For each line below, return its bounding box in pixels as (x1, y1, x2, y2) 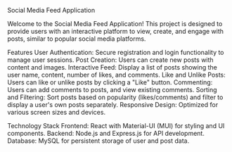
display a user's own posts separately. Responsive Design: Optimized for (7, 101, 219, 108)
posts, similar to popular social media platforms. (7, 34, 146, 43)
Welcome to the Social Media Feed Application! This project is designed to (7, 20, 223, 27)
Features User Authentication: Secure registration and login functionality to (7, 49, 224, 56)
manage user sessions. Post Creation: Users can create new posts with (7, 56, 214, 64)
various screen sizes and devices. (7, 108, 106, 116)
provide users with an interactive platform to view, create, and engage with (7, 27, 224, 35)
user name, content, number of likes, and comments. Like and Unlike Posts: (7, 70, 226, 79)
